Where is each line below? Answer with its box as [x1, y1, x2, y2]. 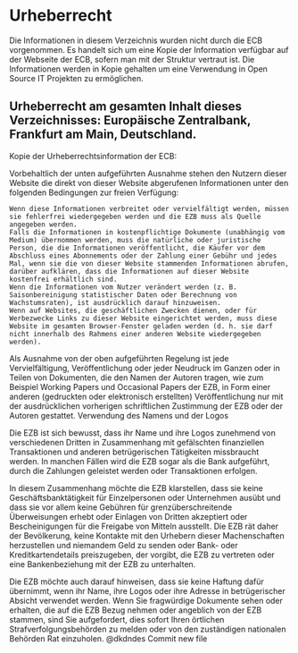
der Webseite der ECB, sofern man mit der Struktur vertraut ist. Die [9, 54, 255, 64]
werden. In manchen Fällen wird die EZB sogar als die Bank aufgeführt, [9, 455, 270, 466]
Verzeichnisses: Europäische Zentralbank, [9, 113, 252, 128]
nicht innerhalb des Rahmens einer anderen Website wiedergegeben [9, 329, 261, 338]
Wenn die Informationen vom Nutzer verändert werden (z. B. [9, 283, 238, 292]
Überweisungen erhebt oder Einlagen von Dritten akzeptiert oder [9, 511, 248, 522]
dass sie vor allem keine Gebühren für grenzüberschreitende [9, 502, 233, 513]
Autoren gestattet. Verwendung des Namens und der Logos [9, 410, 229, 420]
